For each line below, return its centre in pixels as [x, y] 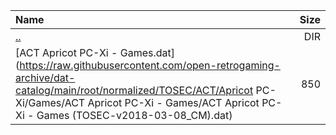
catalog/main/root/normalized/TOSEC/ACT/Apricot [134, 90]
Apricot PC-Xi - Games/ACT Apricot [173, 102]
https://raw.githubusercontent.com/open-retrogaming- [150, 65]
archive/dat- [45, 77]
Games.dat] [147, 52]
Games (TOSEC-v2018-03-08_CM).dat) [134, 115]
